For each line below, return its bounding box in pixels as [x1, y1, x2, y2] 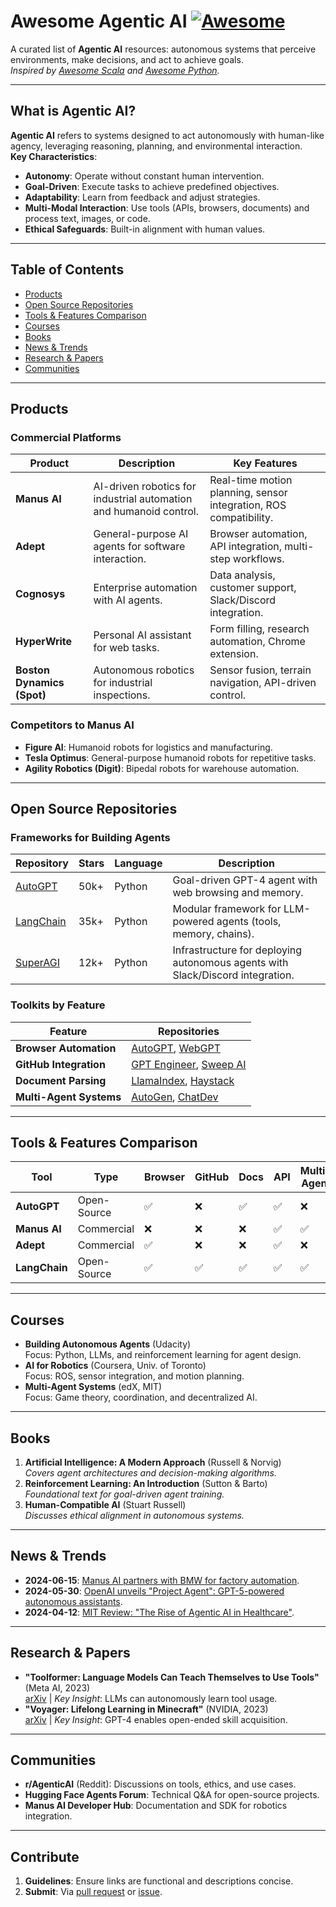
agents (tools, [216, 915, 282, 929]
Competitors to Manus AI [10, 718, 135, 732]
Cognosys [15, 587, 66, 601]
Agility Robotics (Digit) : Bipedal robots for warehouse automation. [24, 762, 300, 774]
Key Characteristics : [10, 150, 98, 162]
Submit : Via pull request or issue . [24, 1886, 163, 1898]
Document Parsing [15, 1073, 107, 1087]
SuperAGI [15, 956, 60, 970]
